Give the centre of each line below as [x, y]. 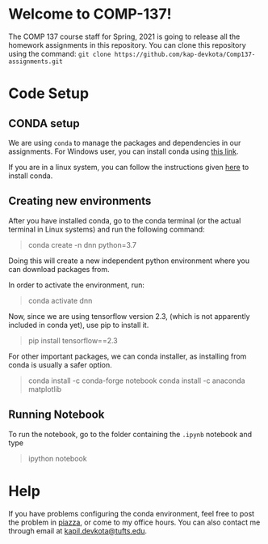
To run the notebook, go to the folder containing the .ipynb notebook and [130, 434]
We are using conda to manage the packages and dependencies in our [125, 142]
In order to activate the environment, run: [77, 285]
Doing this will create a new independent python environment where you [129, 261]
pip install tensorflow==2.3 [73, 340]
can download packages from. [59, 269]
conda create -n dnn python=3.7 [82, 244]
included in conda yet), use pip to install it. [79, 325]
